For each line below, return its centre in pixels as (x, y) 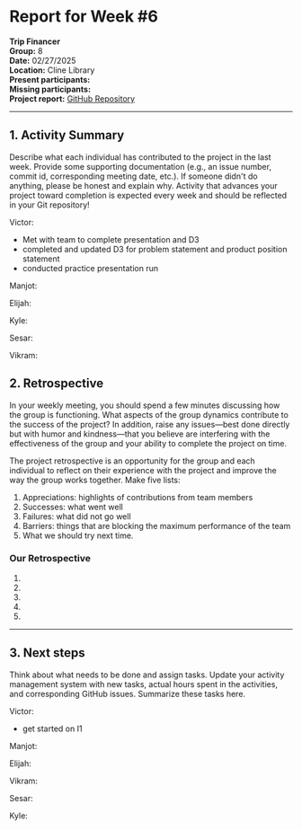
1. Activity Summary (67, 135)
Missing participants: (50, 89)
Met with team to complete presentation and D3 (111, 239)
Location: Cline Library (52, 70)
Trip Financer (35, 41)
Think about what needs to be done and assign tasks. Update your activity (147, 675)
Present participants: (50, 79)
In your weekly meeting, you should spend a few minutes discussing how (145, 405)
